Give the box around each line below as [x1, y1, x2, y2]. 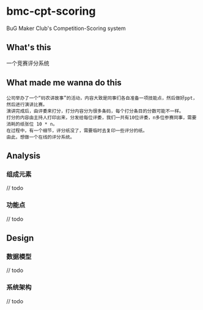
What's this [6, 42, 51, 53]
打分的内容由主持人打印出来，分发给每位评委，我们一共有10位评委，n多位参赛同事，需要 [6, 115, 197, 121]
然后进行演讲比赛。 [6, 101, 48, 108]
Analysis [6, 150, 41, 161]
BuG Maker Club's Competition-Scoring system [6, 25, 127, 32]
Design [6, 233, 34, 243]
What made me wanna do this [6, 78, 122, 88]
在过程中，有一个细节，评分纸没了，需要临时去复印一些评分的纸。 [6, 127, 148, 134]
